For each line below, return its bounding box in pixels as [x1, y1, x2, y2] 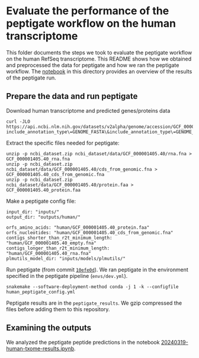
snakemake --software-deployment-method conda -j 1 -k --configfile [6, 283, 179, 290]
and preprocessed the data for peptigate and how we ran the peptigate [6, 61, 179, 69]
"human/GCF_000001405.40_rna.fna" [6, 250, 92, 256]
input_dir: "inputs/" [6, 209, 60, 215]
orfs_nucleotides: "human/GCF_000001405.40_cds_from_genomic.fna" [6, 229, 174, 235]
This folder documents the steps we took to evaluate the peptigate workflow [6, 49, 192, 56]
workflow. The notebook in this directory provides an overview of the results [6, 68, 192, 75]
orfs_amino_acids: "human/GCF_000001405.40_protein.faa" [6, 224, 150, 231]
